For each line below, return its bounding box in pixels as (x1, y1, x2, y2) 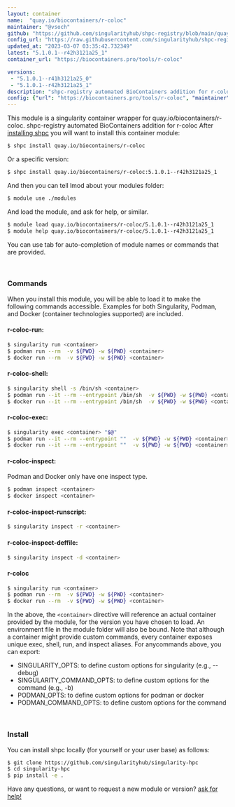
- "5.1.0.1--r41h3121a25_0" (10, 75, 92, 82)
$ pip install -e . (7, 772, 64, 779)
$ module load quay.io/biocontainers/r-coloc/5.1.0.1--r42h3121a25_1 (7, 221, 215, 228)
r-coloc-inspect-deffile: (7, 538, 78, 547)
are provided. (7, 247, 46, 256)
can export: (7, 648, 41, 656)
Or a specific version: (7, 155, 69, 163)
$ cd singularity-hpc (7, 766, 71, 773)
